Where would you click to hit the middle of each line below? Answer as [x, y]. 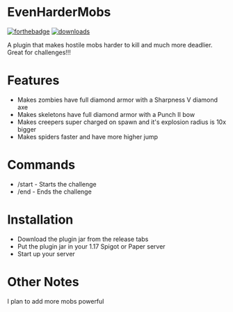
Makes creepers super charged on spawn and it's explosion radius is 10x [122, 122]
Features [33, 80]
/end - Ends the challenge [54, 192]
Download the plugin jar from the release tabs [83, 239]
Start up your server [46, 253]
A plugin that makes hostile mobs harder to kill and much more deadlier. [110, 45]
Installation [40, 219]
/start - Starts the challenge [57, 184]
